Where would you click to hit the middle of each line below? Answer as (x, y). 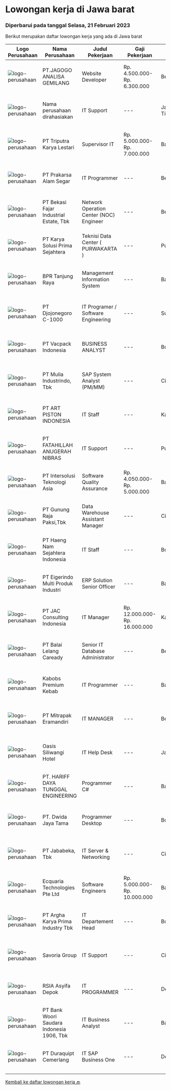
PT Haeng (54, 540)
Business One (98, 1060)
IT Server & (95, 851)
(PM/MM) (93, 387)
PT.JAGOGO (57, 70)
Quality (90, 482)
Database (93, 651)
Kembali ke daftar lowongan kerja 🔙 (43, 1082)
